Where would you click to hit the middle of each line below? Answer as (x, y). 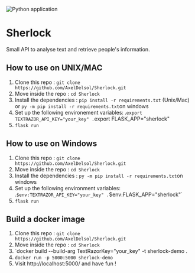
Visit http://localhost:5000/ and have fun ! (65, 264)
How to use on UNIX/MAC (54, 68)
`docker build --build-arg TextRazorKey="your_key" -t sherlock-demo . (101, 251)
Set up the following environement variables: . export (79, 112)
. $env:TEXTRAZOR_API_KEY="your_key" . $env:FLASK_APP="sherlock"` (99, 194)
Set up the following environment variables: (68, 188)
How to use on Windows (52, 144)
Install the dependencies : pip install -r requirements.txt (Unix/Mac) (102, 100)
